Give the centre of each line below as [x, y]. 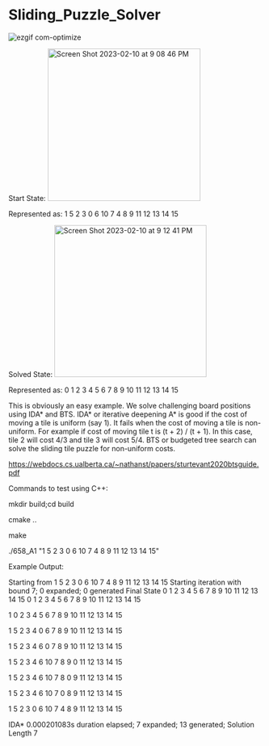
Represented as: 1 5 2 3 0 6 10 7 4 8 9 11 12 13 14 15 [94, 214]
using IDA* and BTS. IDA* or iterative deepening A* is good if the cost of [128, 414]
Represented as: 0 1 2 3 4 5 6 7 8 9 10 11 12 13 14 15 [94, 390]
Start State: [27, 198]
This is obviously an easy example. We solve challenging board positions [130, 405]
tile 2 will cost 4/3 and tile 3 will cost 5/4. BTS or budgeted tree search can [132, 440]
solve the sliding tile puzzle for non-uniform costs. [92, 448]
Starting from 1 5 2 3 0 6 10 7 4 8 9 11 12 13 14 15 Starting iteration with [125, 582]
